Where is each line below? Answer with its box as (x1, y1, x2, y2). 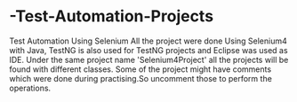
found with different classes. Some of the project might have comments (9, 64, 272, 75)
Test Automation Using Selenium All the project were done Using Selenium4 (9, 35, 287, 46)
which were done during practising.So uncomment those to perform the (9, 73, 273, 83)
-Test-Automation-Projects (9, 6, 214, 27)
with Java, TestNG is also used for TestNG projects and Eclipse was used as (9, 44, 288, 55)
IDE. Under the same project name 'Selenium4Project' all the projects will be (9, 54, 289, 65)
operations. (9, 82, 52, 93)
